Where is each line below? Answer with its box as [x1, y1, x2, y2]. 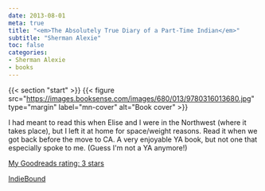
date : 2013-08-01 [8, 11, 66, 20]
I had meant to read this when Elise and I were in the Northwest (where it [8, 117, 247, 127]
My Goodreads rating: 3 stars [8, 158, 105, 168]
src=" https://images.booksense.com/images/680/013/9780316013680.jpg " [8, 93, 255, 103]
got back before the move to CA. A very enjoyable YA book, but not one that [8, 134, 258, 144]
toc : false [8, 41, 45, 49]
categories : [8, 49, 48, 57]
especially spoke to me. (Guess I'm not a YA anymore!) [8, 142, 188, 152]
